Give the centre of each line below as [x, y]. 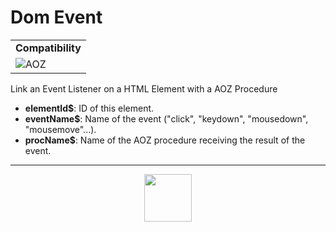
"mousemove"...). [60, 129]
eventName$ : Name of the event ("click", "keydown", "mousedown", [166, 118]
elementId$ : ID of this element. [89, 108]
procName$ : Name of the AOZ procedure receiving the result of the [165, 140]
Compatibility [48, 48]
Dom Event [56, 17]
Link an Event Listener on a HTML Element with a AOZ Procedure [144, 88]
